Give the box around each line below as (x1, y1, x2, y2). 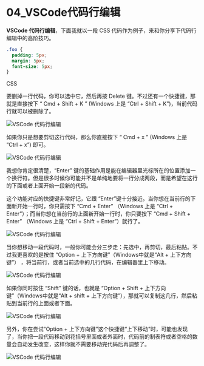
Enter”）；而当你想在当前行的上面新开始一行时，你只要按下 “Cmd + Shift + (6, 210, 191, 217)
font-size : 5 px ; (12, 63, 53, 70)
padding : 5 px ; (12, 52, 47, 58)
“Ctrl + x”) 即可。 (6, 141, 49, 149)
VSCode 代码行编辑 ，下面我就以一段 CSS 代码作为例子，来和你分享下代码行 (6, 27, 197, 34)
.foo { (6, 46, 23, 52)
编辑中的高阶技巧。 (6, 34, 55, 41)
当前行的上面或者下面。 (16, 300, 76, 307)
